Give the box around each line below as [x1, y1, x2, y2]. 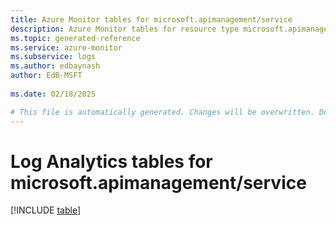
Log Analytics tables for [10, 150, 213, 173]
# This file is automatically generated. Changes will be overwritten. [10, 107, 315, 117]
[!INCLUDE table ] [10, 204, 82, 216]
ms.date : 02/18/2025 [10, 89, 97, 99]
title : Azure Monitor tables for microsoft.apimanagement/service [10, 14, 293, 25]
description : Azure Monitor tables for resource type [10, 24, 240, 34]
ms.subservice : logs [10, 52, 97, 62]
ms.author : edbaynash [10, 61, 101, 71]
